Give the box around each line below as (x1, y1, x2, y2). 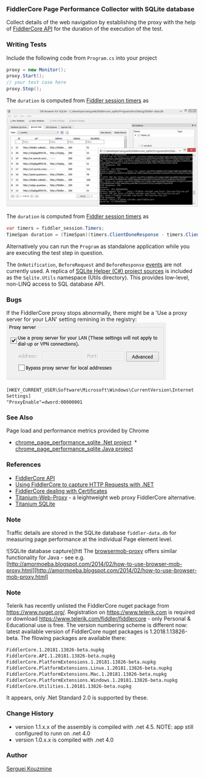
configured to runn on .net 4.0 (15, 729, 91, 737)
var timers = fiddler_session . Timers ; (6, 225, 104, 232)
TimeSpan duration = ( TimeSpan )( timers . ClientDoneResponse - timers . (6, 232, 186, 238)
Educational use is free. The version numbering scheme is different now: (6, 622, 188, 629)
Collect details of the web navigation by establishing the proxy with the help (6, 19, 196, 26)
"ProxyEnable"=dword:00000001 (6, 399, 83, 405)
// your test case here (6, 80, 67, 86)
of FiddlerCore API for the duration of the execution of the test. (6, 25, 163, 32)
